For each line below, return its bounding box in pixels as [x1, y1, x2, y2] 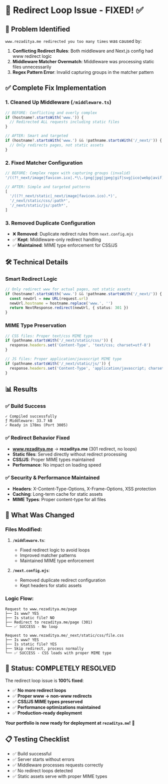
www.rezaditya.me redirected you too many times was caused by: [5, 38, 142, 44]
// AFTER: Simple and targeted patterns [5, 184, 91, 189]
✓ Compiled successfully [5, 414, 57, 419]
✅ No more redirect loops [12, 687, 66, 693]
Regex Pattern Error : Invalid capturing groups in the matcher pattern [12, 69, 154, 75]
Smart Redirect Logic [5, 275, 57, 282]
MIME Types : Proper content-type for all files [12, 496, 106, 502]
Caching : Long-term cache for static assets [12, 491, 103, 497]
